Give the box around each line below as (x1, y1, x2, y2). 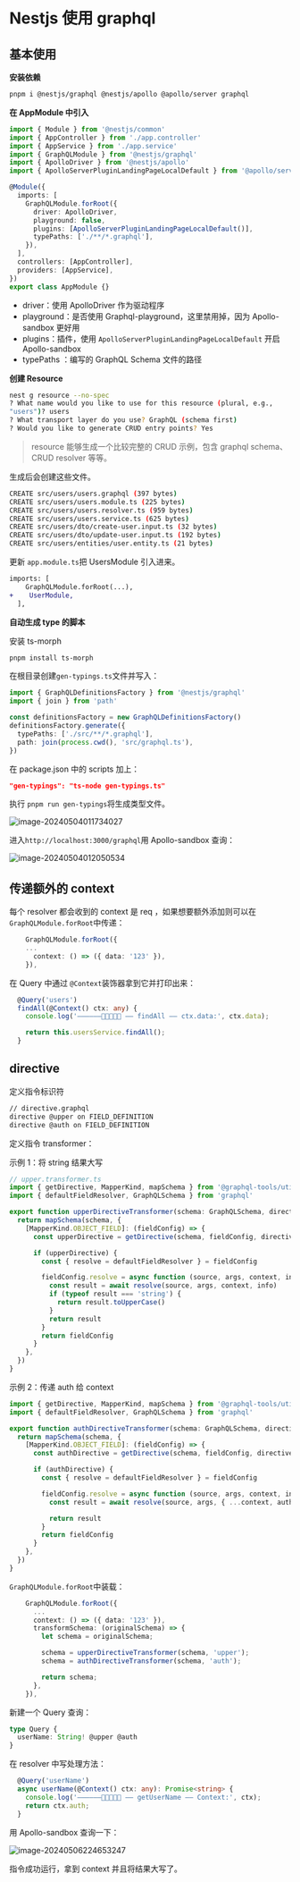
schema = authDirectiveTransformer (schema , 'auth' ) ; (41, 1657, 242, 1666)
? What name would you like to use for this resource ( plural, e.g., (9, 399, 274, 408)
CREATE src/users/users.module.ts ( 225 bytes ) (9, 497, 186, 506)
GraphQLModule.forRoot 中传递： (9, 917, 125, 928)
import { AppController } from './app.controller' (9, 133, 202, 142)
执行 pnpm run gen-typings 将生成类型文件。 (9, 798, 171, 809)
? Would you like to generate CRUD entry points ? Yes (9, 424, 214, 433)
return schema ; (41, 1673, 98, 1682)
